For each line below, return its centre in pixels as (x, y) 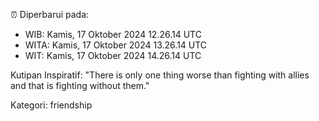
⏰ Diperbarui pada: (50, 14)
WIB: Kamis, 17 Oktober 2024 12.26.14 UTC (113, 34)
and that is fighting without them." (80, 85)
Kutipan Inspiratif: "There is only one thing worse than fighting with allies (160, 75)
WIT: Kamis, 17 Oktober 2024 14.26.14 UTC (113, 55)
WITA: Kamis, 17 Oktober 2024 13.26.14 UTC (116, 45)
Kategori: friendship (51, 105)
